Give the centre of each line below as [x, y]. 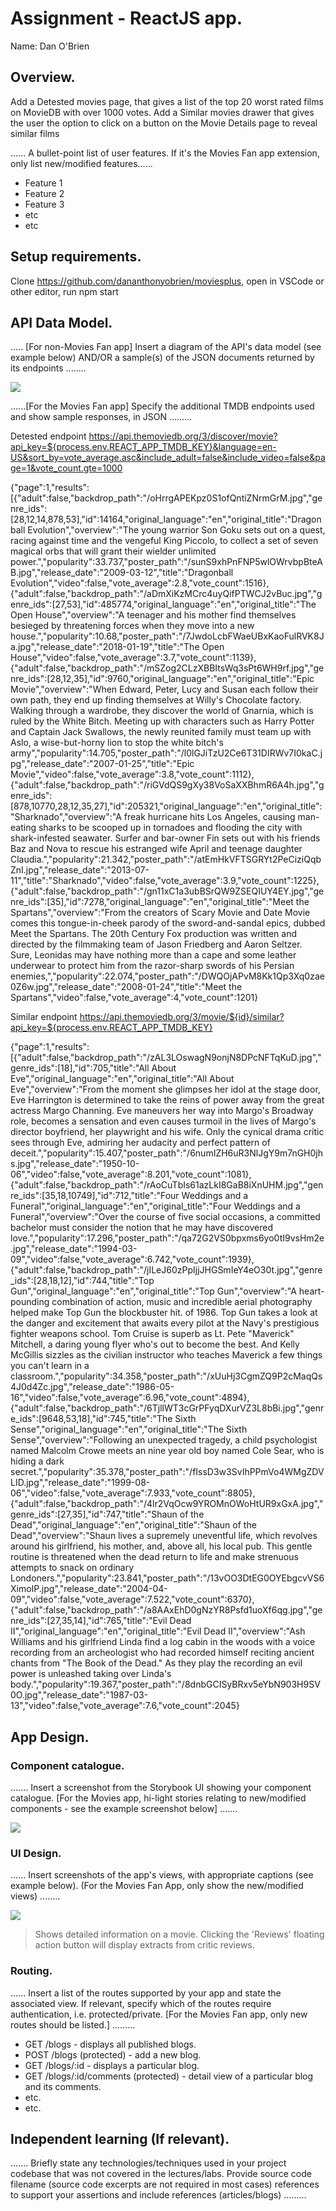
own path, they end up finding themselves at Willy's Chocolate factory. [156, 700]
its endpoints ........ [48, 368]
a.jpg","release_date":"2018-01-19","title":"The [105, 647]
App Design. [50, 1737]
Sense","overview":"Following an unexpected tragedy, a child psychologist [164, 1440]
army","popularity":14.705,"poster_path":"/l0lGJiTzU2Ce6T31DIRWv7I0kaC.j [166, 753]
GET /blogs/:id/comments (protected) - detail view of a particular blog [169, 2076]
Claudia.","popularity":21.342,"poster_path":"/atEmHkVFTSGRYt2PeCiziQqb [166, 859]
